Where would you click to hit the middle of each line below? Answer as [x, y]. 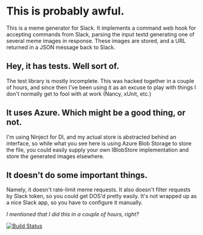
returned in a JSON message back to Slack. [61, 47]
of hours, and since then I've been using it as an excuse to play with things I [101, 87]
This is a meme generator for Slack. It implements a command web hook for [101, 28]
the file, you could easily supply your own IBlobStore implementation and [98, 150]
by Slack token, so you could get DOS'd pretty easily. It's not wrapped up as [101, 196]
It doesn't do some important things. [77, 175]
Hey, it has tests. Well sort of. [63, 66]
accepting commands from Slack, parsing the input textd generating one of [100, 34]
